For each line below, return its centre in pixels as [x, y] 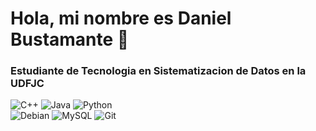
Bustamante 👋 [70, 39]
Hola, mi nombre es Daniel [121, 18]
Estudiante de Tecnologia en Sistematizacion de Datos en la [158, 71]
